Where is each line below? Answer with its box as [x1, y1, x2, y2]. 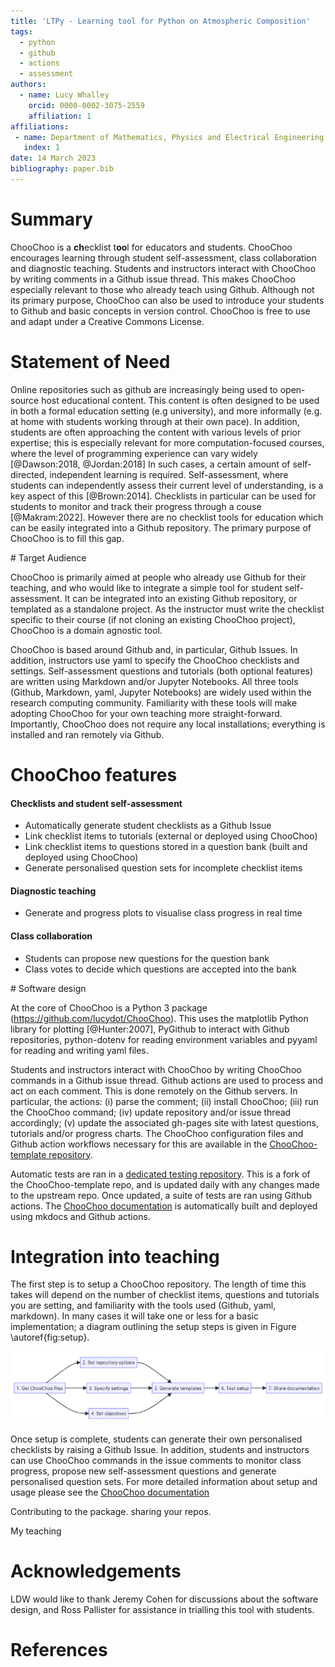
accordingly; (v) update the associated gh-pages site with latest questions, [10, 1116, 319, 1129]
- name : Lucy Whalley [19, 90, 110, 100]
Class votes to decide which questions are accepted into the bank [24, 963, 297, 975]
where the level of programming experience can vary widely [10, 447, 258, 459]
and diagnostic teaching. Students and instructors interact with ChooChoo [10, 262, 317, 274]
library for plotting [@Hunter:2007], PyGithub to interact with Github [10, 1023, 290, 1035]
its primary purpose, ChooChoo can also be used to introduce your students [10, 294, 325, 306]
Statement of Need [10, 351, 171, 373]
